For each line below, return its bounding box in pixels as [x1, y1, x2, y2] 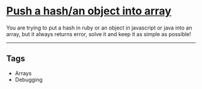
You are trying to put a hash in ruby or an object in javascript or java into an [6, 24, 192, 31]
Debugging [14, 76, 43, 83]
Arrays [14, 69, 32, 76]
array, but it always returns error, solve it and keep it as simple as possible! [6, 30, 191, 37]
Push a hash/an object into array [6, 4, 171, 18]
